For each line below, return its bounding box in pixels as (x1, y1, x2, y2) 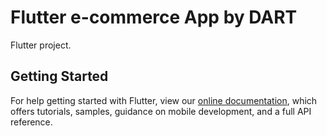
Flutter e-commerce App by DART (10, 6, 298, 29)
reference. (10, 116, 53, 128)
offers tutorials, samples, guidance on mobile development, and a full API (10, 105, 312, 117)
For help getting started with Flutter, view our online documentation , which (10, 94, 318, 106)
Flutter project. (10, 39, 72, 51)
